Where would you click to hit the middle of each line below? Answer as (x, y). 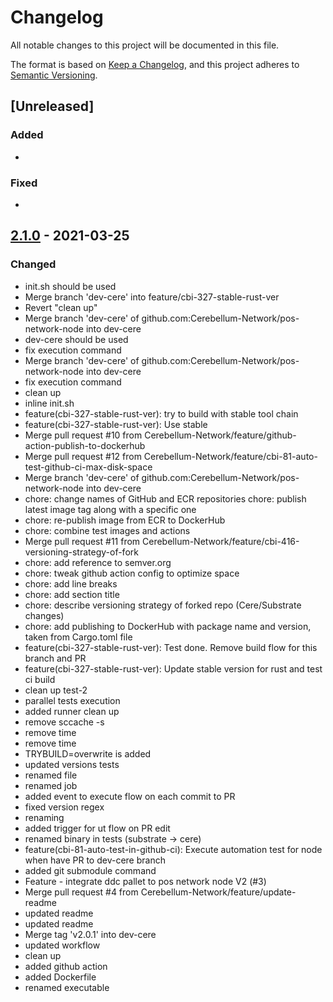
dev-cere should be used (76, 339)
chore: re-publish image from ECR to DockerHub (125, 520)
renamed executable (67, 987)
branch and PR (55, 658)
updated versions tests (72, 764)
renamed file (51, 775)
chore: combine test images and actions (107, 530)
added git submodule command (90, 870)
